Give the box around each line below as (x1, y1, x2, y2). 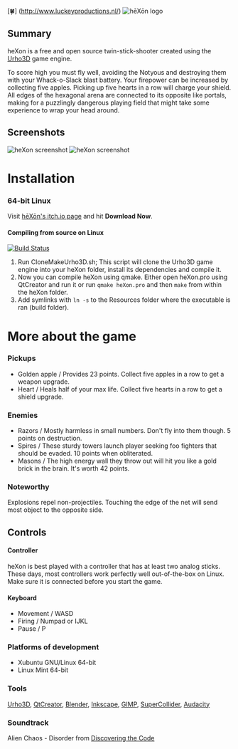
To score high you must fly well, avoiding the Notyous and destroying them (7, 68, 227, 76)
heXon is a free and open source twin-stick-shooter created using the (7, 46, 212, 55)
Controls (7, 526, 47, 538)
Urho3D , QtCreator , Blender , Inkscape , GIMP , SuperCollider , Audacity (7, 700, 210, 708)
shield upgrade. (17, 392, 64, 401)
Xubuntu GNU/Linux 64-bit (17, 659, 97, 667)
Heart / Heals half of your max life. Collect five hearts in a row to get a (17, 384, 222, 393)
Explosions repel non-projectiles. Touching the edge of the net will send (7, 498, 218, 507)
